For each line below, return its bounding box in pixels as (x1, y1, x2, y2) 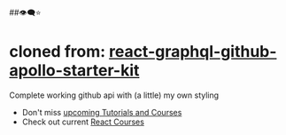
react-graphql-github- (109, 42, 277, 62)
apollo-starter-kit (9, 60, 140, 81)
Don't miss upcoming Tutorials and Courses (21, 107, 182, 117)
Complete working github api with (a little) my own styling (9, 90, 220, 100)
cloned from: (9, 42, 106, 62)
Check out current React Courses (21, 116, 144, 127)
